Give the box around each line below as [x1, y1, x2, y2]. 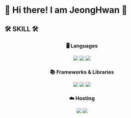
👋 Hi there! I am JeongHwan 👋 [4, 4, 128, 16]
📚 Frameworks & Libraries [50, 69, 114, 76]
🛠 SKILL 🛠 [4, 25, 39, 33]
